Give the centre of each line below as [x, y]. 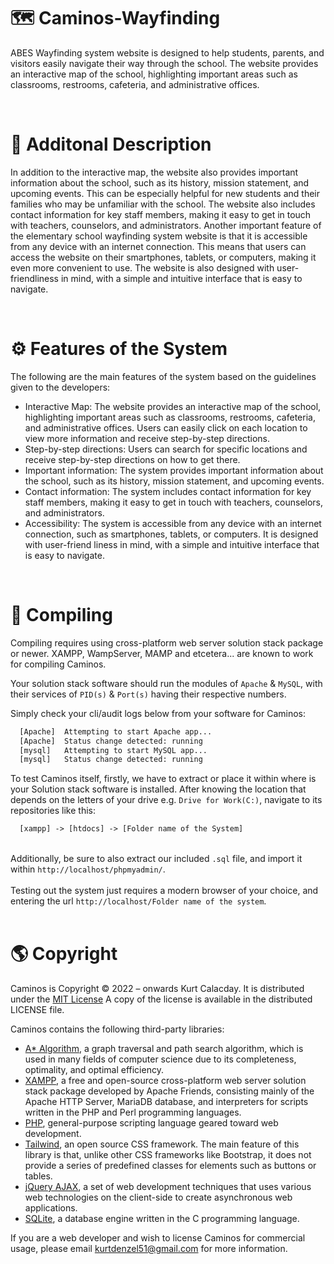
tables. [38, 1176]
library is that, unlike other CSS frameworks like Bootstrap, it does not [168, 1155]
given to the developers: [60, 387]
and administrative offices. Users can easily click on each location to [166, 427]
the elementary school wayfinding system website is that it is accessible [159, 236]
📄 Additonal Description [111, 144]
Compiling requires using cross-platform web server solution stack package [167, 642]
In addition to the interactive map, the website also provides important [154, 172]
